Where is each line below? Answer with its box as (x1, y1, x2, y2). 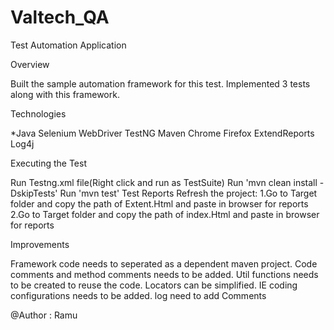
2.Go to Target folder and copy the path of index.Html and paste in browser (10, 208, 320, 220)
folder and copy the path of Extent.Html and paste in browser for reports (10, 197, 309, 210)
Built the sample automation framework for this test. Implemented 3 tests (10, 77, 311, 90)
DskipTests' (10, 187, 58, 199)
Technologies (10, 107, 67, 120)
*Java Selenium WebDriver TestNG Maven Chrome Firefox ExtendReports (10, 127, 315, 139)
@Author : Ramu (10, 309, 78, 321)
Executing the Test (10, 157, 87, 169)
